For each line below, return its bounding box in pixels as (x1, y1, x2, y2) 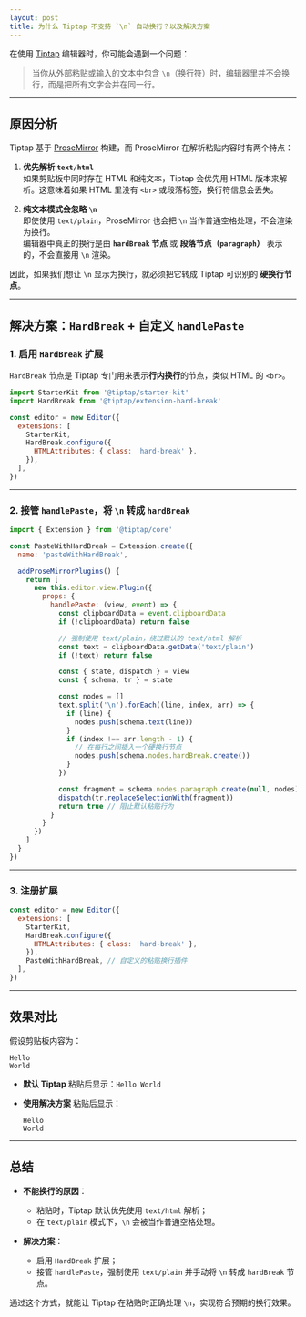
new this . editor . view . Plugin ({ (33, 584, 153, 593)
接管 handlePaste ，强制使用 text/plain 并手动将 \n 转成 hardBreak (36, 1266, 285, 1277)
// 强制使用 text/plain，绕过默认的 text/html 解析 (57, 634, 242, 643)
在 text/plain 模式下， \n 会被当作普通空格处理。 (36, 1216, 220, 1227)
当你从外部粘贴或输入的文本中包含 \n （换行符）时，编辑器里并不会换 (31, 67, 291, 78)
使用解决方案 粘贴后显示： (22, 1097, 121, 1108)
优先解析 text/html (22, 161, 94, 173)
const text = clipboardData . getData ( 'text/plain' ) (57, 642, 255, 651)
